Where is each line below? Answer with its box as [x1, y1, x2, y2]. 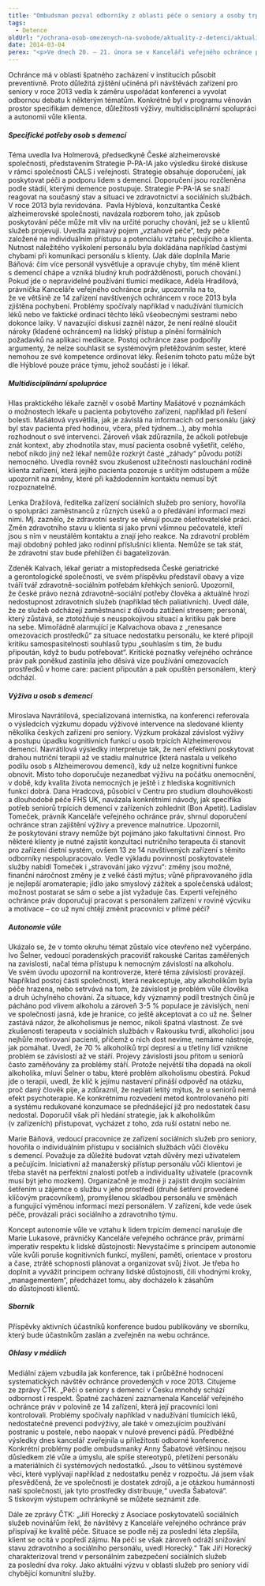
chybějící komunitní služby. [8, 1568, 96, 1578]
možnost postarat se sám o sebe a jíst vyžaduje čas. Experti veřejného [8, 887, 237, 896]
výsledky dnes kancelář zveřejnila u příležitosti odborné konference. [8, 1435, 230, 1444]
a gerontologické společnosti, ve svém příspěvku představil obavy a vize [8, 571, 244, 581]
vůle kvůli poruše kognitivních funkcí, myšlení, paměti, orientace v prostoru [8, 1250, 252, 1259]
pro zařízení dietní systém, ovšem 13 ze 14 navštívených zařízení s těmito [8, 845, 246, 854]
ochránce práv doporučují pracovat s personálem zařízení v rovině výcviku [8, 895, 251, 905]
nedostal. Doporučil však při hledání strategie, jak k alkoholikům [8, 1110, 215, 1119]
